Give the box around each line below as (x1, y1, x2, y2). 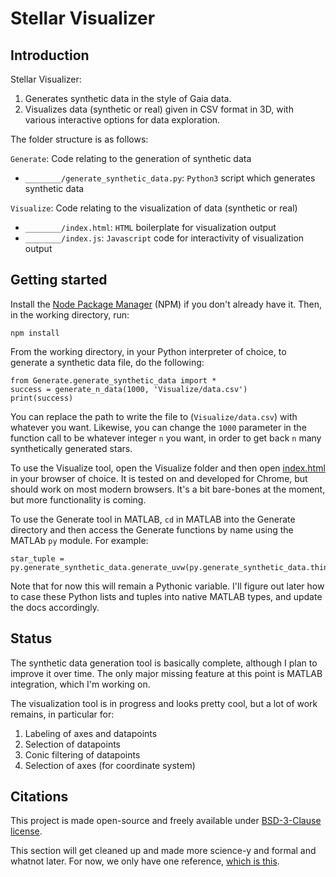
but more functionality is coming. (10, 493, 147, 506)
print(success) (10, 393, 74, 403)
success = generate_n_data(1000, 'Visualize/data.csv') (10, 384, 248, 394)
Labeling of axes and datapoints (24, 727, 158, 739)
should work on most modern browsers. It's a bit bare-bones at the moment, (10, 483, 326, 495)
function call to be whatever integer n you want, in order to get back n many (10, 432, 322, 444)
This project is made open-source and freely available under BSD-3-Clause (10, 815, 322, 827)
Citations (10, 788, 69, 806)
